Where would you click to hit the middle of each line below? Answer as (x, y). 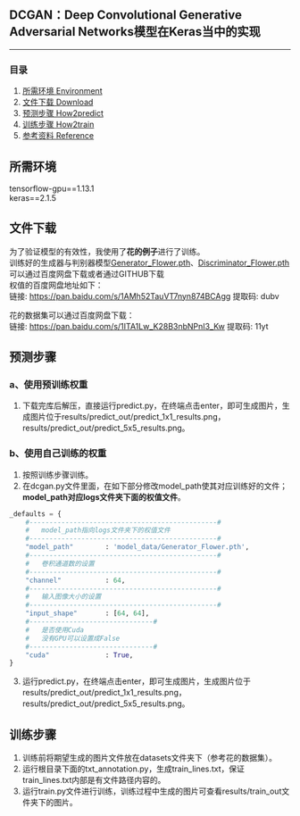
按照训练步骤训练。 (58, 474)
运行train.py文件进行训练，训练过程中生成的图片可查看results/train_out (152, 791)
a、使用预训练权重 (49, 385)
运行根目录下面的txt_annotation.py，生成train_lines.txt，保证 (133, 769)
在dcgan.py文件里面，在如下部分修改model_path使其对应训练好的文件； (155, 486)
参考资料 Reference (58, 136)
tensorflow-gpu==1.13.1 (52, 188)
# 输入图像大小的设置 (63, 597)
